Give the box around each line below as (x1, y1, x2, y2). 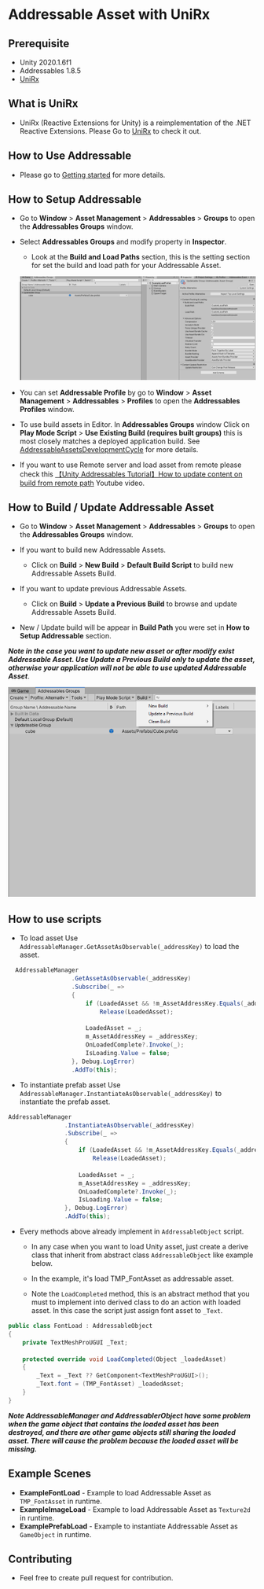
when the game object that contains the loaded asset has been (8, 1419, 219, 1429)
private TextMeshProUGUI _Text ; (22, 1338, 128, 1346)
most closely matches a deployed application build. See (19, 436, 200, 446)
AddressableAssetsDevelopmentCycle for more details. (19, 444, 199, 454)
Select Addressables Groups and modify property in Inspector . (19, 237, 227, 247)
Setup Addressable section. (19, 631, 112, 641)
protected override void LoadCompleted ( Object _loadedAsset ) (22, 1355, 226, 1363)
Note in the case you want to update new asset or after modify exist (8, 646, 235, 656)
